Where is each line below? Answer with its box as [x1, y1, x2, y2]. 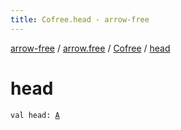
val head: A [10, 110, 60, 120]
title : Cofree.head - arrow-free [10, 14, 150, 25]
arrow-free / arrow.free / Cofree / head [10, 42, 171, 54]
